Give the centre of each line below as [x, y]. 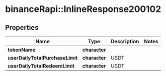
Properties [22, 28]
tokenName [22, 50]
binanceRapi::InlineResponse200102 [83, 9]
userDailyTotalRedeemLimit [41, 66]
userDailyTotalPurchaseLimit [43, 58]
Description [125, 41]
